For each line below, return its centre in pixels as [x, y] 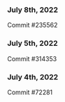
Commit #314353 [32, 58]
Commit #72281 [30, 92]
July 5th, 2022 [32, 44]
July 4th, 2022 [33, 77]
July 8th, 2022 [32, 10]
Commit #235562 [32, 25]
